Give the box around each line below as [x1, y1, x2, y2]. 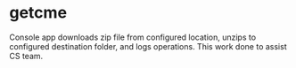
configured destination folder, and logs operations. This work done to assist [9, 41, 287, 51]
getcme [9, 3, 68, 23]
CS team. [9, 50, 44, 61]
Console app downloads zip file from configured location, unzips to [9, 32, 257, 42]
